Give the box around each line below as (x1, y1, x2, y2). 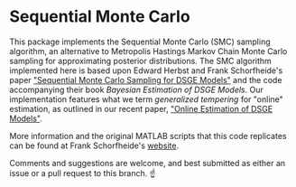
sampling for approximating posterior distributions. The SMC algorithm (9, 55, 273, 66)
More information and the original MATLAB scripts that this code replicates (9, 130, 287, 141)
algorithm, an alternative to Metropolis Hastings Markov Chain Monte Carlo (9, 45, 288, 56)
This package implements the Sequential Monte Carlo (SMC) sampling (9, 36, 271, 47)
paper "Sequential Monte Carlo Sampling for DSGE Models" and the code (9, 74, 282, 85)
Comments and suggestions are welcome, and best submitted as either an (9, 157, 286, 168)
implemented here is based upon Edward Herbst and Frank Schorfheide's (9, 65, 283, 76)
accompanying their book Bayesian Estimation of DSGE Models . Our (9, 84, 264, 95)
